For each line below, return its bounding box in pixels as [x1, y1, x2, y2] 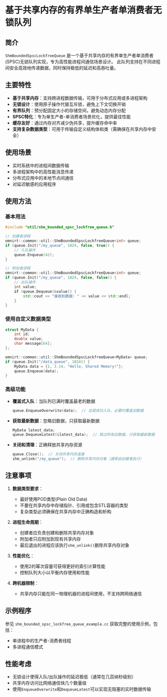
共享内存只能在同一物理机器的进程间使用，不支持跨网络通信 [19, 591, 142, 597]
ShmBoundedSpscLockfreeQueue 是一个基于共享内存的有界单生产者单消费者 [5, 53, 154, 58]
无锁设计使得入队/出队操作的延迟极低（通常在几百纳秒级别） [12, 674, 136, 680]
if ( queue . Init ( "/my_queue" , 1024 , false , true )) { [5, 243, 114, 248]
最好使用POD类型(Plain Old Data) [19, 496, 88, 502]
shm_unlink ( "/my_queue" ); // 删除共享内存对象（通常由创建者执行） [12, 456, 144, 462]
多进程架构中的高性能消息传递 [12, 169, 74, 175]
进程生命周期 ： [12, 519, 43, 525]
